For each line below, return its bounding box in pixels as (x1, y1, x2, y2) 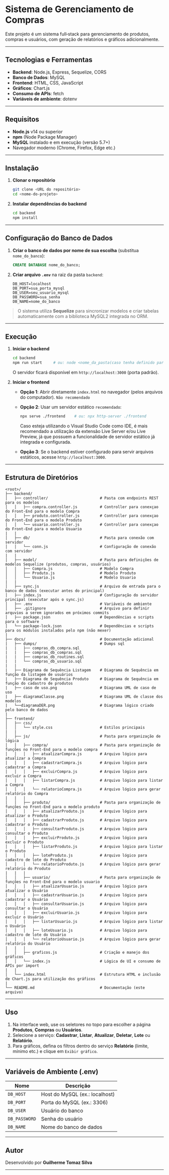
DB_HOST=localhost (12, 281, 51, 286)
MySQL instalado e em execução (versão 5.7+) (12, 139, 111, 145)
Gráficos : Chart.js (12, 85, 50, 91)
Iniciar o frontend (12, 379, 50, 385)
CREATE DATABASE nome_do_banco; (12, 262, 80, 268)
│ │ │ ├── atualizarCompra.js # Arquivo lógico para (5, 751, 147, 757)
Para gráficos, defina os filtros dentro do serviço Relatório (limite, (12, 1042, 149, 1049)
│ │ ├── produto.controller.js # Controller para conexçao (5, 513, 158, 518)
